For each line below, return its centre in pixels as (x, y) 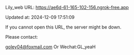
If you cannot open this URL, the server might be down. (63, 27)
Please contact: (22, 37)
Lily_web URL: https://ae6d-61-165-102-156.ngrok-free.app (67, 7)
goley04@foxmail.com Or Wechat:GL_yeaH (50, 47)
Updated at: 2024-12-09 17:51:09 (40, 17)
